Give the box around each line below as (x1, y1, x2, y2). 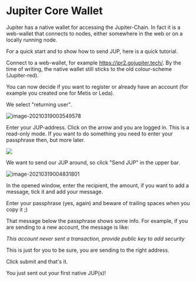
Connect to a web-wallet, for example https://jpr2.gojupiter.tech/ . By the (6, 59, 181, 66)
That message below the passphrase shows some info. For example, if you (6, 217, 188, 224)
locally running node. (6, 36, 58, 43)
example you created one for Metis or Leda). (6, 89, 115, 96)
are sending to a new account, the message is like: (6, 223, 129, 231)
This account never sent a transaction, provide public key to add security (6, 235, 185, 242)
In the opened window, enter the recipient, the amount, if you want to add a (6, 181, 189, 189)
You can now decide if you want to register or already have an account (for (6, 83, 188, 90)
